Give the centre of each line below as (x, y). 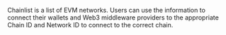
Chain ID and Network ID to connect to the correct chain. (90, 25)
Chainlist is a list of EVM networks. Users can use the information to (106, 10)
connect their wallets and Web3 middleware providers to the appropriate (113, 17)
